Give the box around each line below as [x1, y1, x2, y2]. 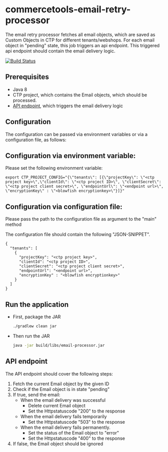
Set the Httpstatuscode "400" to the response [28, 435, 125, 441]
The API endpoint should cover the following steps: [5, 370, 113, 377]
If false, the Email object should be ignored [12, 440, 103, 447]
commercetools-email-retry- [5, 4, 131, 15]
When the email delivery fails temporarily [20, 413, 107, 419]
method [5, 222, 22, 228]
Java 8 [12, 86, 27, 92]
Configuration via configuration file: [5, 202, 123, 211]
